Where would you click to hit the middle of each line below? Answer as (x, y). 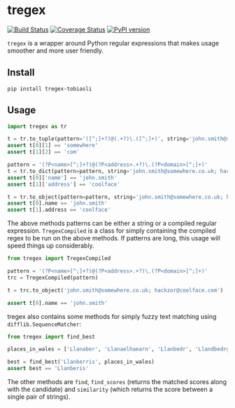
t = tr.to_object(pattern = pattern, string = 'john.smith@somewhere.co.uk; (115, 197)
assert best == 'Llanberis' (48, 369)
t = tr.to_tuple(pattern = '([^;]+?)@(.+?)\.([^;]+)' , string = (98, 139)
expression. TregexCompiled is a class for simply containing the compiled (112, 231)
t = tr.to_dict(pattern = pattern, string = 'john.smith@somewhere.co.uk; (112, 171)
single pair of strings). (39, 397)
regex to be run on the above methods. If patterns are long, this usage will (114, 238)
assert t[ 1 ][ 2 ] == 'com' (43, 152)
